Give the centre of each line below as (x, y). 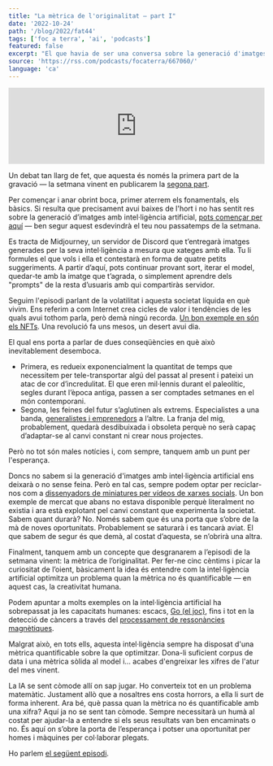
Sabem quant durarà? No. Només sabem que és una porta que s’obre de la (134, 519)
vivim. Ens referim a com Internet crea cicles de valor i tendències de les (130, 309)
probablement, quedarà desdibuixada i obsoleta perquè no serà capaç (138, 427)
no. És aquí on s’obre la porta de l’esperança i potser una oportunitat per (130, 729)
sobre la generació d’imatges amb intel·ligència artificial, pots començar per (135, 217)
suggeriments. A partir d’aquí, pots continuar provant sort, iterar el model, (132, 267)
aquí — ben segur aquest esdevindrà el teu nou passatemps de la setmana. (134, 225)
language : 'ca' (34, 69)
